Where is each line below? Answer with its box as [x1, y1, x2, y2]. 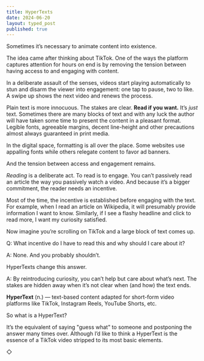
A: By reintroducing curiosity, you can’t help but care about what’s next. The [6, 275, 197, 282]
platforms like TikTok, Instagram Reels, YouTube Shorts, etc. [6, 300, 157, 307]
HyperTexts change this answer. [6, 263, 87, 271]
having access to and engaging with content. [6, 68, 119, 75]
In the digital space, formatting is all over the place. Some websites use [6, 141, 185, 149]
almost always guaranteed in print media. [6, 130, 110, 137]
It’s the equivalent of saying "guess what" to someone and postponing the [6, 324, 192, 331]
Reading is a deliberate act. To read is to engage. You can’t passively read [6, 172, 192, 179]
